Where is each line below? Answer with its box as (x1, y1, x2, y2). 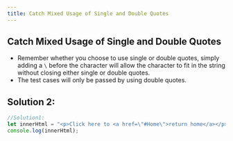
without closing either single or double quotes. (17, 68, 150, 77)
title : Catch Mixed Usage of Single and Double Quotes (7, 10, 169, 17)
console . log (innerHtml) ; (7, 127, 79, 134)
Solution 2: (7, 96, 55, 108)
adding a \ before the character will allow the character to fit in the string (17, 62, 225, 70)
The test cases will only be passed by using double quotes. (17, 76, 187, 84)
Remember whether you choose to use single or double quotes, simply (17, 54, 220, 62)
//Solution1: (7, 115, 45, 122)
